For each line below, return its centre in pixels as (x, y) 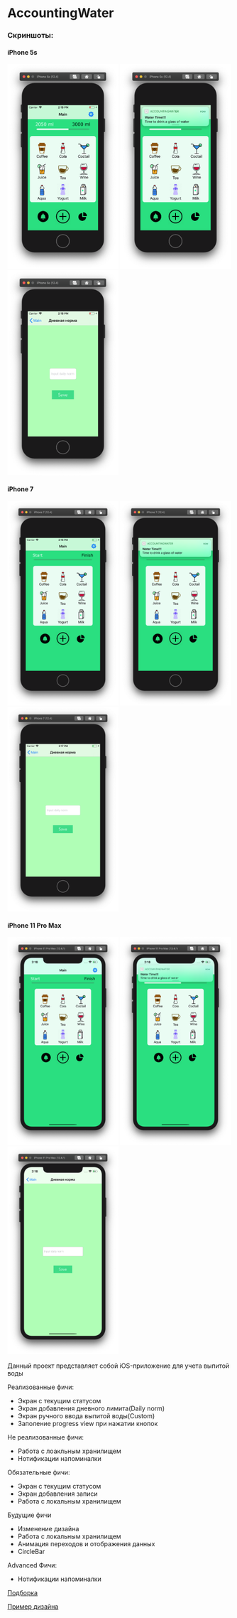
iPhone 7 (21, 489)
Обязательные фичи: (39, 1472)
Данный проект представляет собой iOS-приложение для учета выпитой (118, 1366)
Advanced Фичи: (32, 1565)
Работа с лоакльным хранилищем (70, 1451)
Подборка (22, 1593)
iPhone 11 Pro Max (34, 925)
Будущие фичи (29, 1515)
